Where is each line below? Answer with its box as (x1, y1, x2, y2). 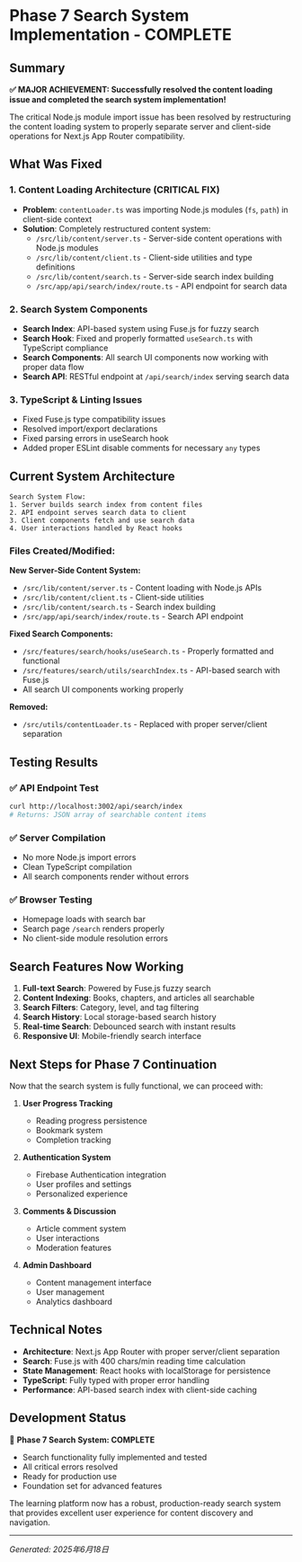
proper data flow (22, 361, 84, 372)
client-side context (22, 213, 93, 225)
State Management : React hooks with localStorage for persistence (22, 1365, 271, 1376)
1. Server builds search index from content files (9, 501, 203, 510)
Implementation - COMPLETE (9, 24, 232, 45)
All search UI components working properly (22, 684, 184, 695)
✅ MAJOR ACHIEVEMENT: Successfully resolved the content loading (9, 84, 273, 94)
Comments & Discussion (22, 1206, 117, 1217)
